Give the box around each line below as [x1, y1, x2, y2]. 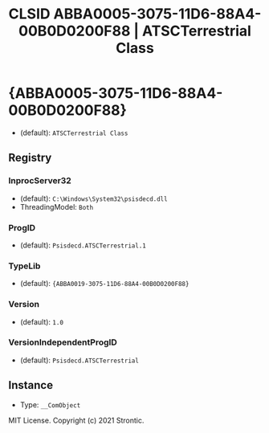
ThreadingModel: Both [19, 202, 94, 211]
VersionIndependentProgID [8, 337, 118, 348]
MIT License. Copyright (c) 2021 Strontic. [8, 415, 145, 425]
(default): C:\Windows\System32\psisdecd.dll [19, 194, 168, 203]
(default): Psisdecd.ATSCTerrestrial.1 [19, 240, 146, 250]
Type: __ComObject [19, 399, 81, 410]
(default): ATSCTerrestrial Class [19, 128, 128, 137]
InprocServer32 [8, 175, 72, 186]
